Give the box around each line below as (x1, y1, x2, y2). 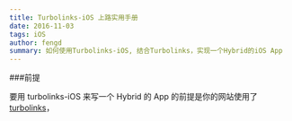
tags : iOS (9, 30, 47, 39)
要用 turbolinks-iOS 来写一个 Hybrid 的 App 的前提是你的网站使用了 (9, 91, 258, 102)
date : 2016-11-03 (9, 22, 75, 30)
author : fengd (9, 38, 63, 48)
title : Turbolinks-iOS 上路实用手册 (9, 13, 138, 22)
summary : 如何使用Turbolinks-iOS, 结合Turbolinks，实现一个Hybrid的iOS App (9, 47, 283, 56)
